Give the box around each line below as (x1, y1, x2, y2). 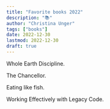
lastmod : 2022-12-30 (6, 37, 59, 43)
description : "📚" (6, 15, 53, 21)
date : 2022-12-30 (6, 32, 51, 38)
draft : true (6, 43, 37, 50)
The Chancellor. (6, 72, 46, 79)
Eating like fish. (6, 83, 45, 91)
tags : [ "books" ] (6, 26, 48, 32)
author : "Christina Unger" (6, 20, 75, 26)
